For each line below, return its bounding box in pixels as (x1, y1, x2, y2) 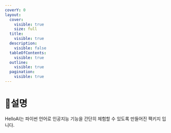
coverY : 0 (5, 7, 26, 13)
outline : (9, 60, 28, 65)
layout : (5, 12, 22, 17)
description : (9, 41, 37, 46)
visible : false (14, 46, 47, 51)
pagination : (9, 70, 35, 75)
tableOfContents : (9, 50, 47, 55)
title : (9, 31, 24, 36)
